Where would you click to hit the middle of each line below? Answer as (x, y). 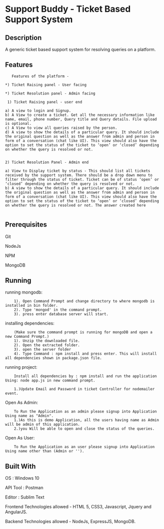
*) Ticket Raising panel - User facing (46, 85)
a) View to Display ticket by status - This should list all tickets (78, 171)
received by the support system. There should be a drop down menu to (79, 175)
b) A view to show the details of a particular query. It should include (82, 188)
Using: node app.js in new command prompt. (50, 381)
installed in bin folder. (31, 306)
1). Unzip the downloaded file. (47, 341)
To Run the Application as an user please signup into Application (84, 447)
